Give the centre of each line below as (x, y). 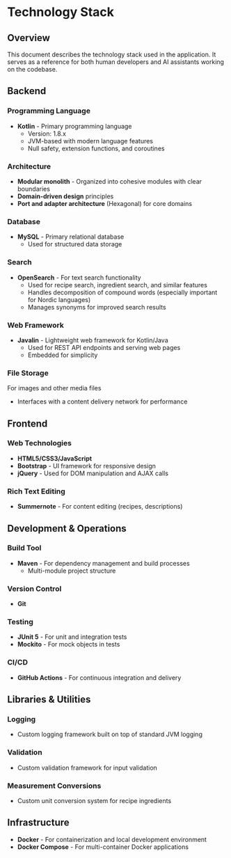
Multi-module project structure (72, 571)
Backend (27, 91)
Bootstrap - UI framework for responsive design (87, 466)
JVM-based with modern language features (90, 141)
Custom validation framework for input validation (87, 768)
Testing (20, 622)
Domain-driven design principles (65, 196)
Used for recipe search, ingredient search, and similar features (117, 285)
